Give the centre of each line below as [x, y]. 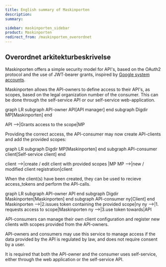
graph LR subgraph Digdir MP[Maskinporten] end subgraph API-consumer [81, 149]
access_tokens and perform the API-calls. [48, 184]
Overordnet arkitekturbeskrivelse [58, 57]
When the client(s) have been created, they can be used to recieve [73, 179]
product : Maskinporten [28, 33]
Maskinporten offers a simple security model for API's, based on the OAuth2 [83, 69]
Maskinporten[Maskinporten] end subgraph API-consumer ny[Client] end [80, 199]
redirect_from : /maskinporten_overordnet [49, 37]
